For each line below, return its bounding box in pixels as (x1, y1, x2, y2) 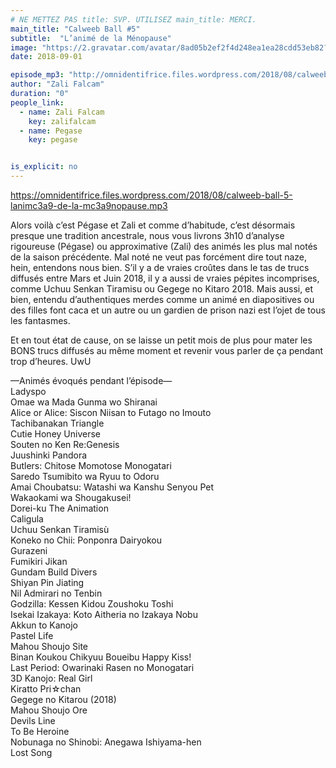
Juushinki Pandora (10, 449, 88, 461)
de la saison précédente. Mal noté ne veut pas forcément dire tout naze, (10, 251, 308, 263)
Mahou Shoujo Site (10, 641, 89, 652)
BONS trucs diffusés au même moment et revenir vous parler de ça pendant (10, 345, 324, 356)
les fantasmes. (10, 315, 71, 326)
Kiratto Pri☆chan (10, 683, 82, 695)
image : (10, 42, 38, 53)
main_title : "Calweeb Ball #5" (10, 24, 141, 34)
